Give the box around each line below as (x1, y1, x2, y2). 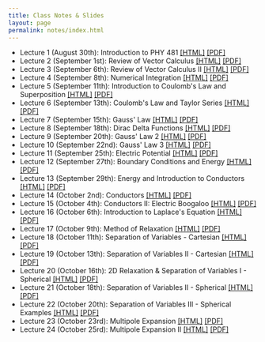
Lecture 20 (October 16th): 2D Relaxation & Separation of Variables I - (19, 266, 247, 276)
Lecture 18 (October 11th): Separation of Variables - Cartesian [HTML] (19, 232, 247, 242)
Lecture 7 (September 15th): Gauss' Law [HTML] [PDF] (19, 115, 199, 125)
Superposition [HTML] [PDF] (19, 90, 113, 100)
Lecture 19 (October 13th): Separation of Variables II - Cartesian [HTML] (19, 250, 254, 259)
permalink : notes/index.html (8, 26, 104, 34)
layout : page (8, 19, 51, 27)
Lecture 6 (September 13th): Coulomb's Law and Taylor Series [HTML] (19, 98, 250, 107)
